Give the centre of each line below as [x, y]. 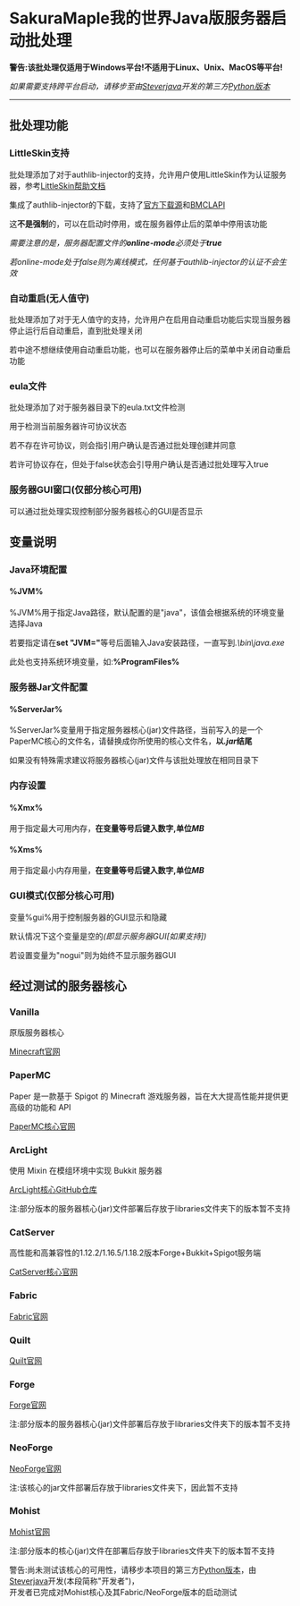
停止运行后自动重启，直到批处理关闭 [76, 330]
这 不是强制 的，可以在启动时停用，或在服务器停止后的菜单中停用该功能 [138, 224]
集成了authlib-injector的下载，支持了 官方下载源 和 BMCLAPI [117, 204]
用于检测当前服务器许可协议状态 [68, 427]
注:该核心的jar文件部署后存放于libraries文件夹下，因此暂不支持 [124, 1487]
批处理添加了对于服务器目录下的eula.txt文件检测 [97, 407]
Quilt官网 [26, 1360]
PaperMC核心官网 [42, 1126]
